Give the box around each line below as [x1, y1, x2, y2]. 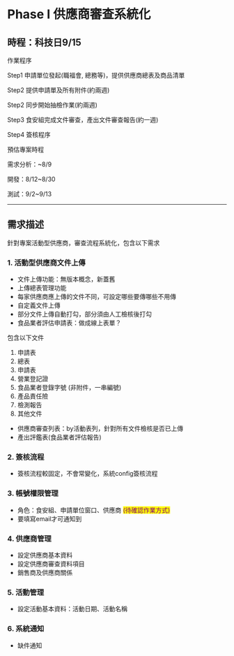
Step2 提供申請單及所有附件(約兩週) [7, 86, 110, 94]
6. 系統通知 [7, 624, 45, 634]
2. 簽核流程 [7, 452, 45, 462]
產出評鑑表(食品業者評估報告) [17, 433, 102, 442]
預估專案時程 [7, 145, 44, 154]
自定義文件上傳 [17, 301, 61, 309]
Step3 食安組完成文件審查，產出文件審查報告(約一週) [7, 116, 159, 124]
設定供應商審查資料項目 [17, 560, 85, 568]
